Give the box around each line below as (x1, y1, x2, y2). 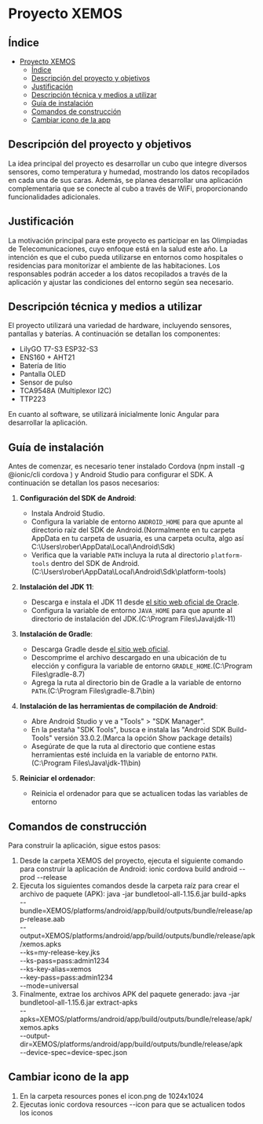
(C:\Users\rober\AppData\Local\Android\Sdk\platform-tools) (31, 567, 226, 577)
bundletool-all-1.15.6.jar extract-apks (19, 998, 138, 1007)
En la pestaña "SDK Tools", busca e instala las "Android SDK (31, 725, 226, 735)
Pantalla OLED (19, 370, 67, 379)
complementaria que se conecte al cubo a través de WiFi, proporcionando (8, 184, 248, 193)
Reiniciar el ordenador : (19, 774, 96, 783)
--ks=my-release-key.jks (19, 947, 100, 958)
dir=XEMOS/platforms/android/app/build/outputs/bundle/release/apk (19, 1039, 243, 1049)
